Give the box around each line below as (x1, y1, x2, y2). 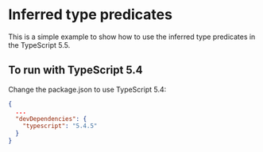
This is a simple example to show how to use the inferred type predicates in (8, 32, 256, 41)
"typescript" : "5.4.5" (22, 122, 98, 131)
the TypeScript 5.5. (8, 40, 71, 49)
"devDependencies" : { (15, 115, 87, 123)
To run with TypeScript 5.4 (8, 64, 143, 77)
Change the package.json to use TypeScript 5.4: (8, 84, 167, 94)
